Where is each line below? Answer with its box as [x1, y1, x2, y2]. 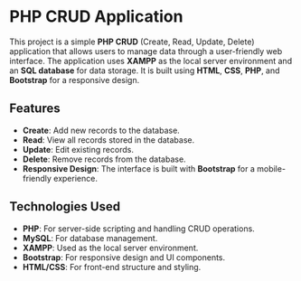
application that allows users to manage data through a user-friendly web [9, 45, 283, 56]
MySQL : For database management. [22, 232, 158, 243]
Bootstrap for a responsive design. [9, 74, 140, 85]
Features [9, 101, 61, 117]
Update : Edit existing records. [22, 144, 134, 155]
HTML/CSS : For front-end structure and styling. [22, 261, 202, 272]
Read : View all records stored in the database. [22, 134, 195, 145]
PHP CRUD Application [9, 6, 183, 27]
